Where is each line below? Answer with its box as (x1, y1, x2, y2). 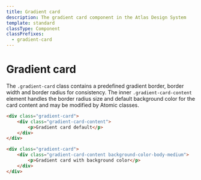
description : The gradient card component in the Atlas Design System (6, 14, 187, 20)
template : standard (6, 20, 55, 26)
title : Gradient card (6, 8, 61, 15)
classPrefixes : (6, 31, 44, 37)
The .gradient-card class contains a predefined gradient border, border (6, 82, 184, 89)
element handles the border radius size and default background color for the (6, 95, 196, 102)
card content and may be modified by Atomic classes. (6, 101, 140, 109)
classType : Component (6, 25, 61, 32)
